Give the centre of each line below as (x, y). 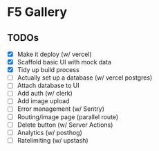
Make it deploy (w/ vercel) (54, 54)
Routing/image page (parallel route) (68, 117)
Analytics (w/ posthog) (50, 132)
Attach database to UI (48, 86)
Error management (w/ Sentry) (61, 109)
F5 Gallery (37, 12)
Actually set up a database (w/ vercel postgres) (85, 78)
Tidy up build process (48, 70)
